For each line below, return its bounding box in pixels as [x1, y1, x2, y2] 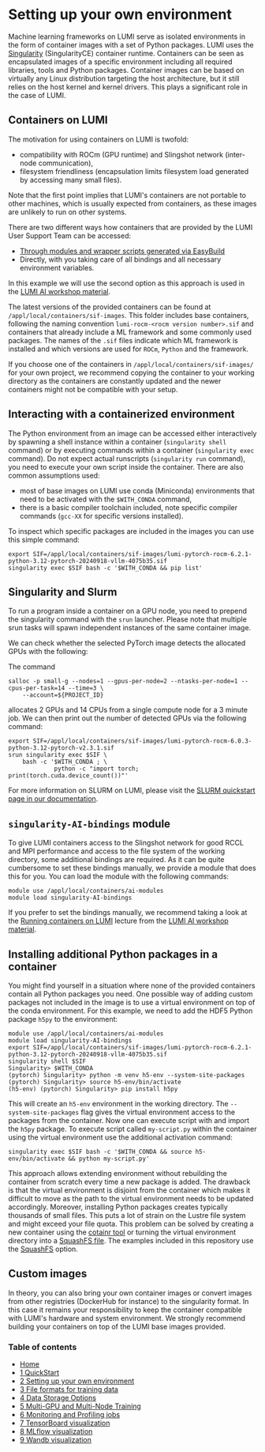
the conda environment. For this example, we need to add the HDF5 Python [8, 1006, 253, 1015]
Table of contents [8, 1341, 77, 1352]
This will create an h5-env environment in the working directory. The [8, 1099, 229, 1108]
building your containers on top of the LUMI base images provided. [8, 1322, 226, 1331]
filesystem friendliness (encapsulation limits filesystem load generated [19, 166, 249, 176]
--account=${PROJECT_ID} [22, 691, 104, 699]
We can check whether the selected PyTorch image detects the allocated [8, 638, 246, 648]
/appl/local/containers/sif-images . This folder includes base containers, [8, 310, 249, 320]
